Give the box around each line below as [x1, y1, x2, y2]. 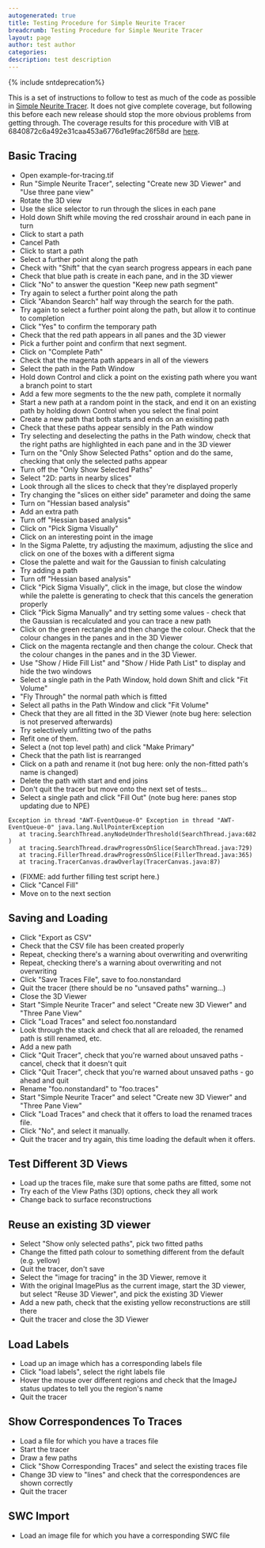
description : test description [8, 56, 112, 64]
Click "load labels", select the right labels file [19, 1367, 165, 1376]
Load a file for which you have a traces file [19, 1436, 159, 1445]
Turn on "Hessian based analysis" [19, 498, 131, 507]
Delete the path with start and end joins [19, 776, 149, 785]
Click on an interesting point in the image [19, 532, 153, 541]
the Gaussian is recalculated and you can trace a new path [19, 616, 211, 625]
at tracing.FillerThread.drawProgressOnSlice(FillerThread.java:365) [18, 851, 253, 859]
